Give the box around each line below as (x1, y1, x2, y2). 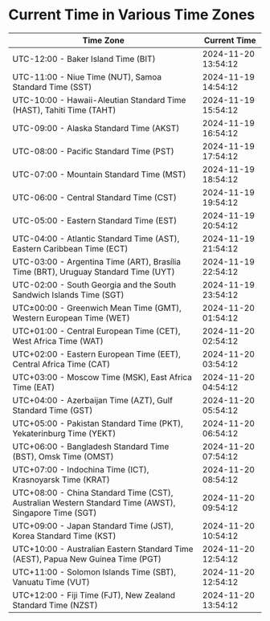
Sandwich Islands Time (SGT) (12, 289, 125, 300)
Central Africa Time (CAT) (12, 358, 111, 370)
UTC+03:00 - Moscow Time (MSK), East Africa (12, 371, 193, 382)
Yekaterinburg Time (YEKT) (12, 427, 117, 439)
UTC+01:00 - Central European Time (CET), (12, 325, 181, 337)
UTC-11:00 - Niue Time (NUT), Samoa (12, 71, 162, 82)
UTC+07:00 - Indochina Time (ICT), (12, 464, 149, 475)
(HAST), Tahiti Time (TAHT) (12, 104, 117, 116)
